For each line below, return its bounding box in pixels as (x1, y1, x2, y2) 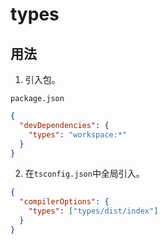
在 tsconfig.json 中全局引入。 (24, 168, 145, 180)
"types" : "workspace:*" (28, 129, 128, 140)
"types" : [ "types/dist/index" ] (28, 206, 159, 217)
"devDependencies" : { (19, 120, 110, 130)
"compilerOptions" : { (19, 197, 110, 207)
